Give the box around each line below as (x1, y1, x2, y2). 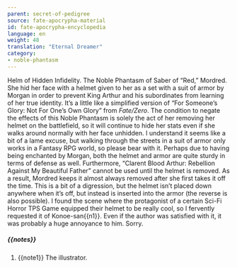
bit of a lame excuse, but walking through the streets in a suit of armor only (7, 136, 226, 145)
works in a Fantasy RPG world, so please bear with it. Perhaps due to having (7, 143, 230, 152)
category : (7, 50, 37, 57)
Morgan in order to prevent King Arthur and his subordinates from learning (7, 91, 224, 99)
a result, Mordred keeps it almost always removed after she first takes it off (7, 174, 226, 182)
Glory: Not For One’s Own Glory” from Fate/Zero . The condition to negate (7, 106, 221, 114)
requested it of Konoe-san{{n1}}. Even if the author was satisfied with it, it (7, 211, 221, 220)
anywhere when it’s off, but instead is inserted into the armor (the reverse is (7, 189, 228, 197)
